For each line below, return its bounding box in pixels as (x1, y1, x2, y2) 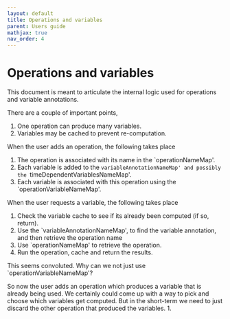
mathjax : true (7, 29, 48, 36)
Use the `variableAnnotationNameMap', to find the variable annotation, (16, 226, 217, 234)
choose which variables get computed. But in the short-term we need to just (7, 297, 223, 305)
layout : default (7, 10, 54, 17)
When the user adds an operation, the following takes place (7, 142, 176, 151)
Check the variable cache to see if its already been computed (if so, (16, 212, 209, 220)
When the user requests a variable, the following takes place (7, 199, 179, 207)
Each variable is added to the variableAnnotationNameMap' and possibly (16, 163, 222, 172)
